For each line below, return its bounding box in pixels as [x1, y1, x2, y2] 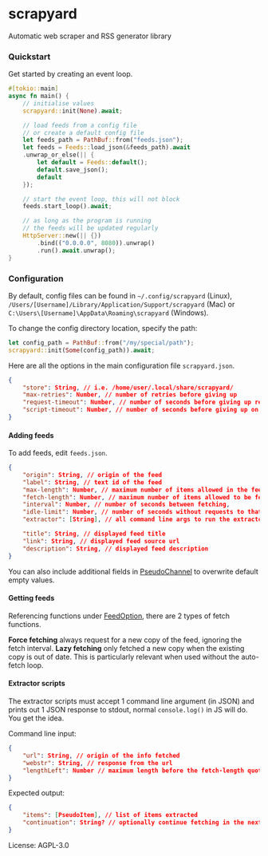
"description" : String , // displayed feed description [22, 544, 209, 553]
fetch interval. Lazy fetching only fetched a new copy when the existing [8, 643, 245, 653]
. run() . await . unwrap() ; [37, 247, 116, 254]
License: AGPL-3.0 [8, 840, 69, 850]
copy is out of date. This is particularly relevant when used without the [8, 652, 240, 661]
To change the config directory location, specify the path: [8, 323, 198, 333]
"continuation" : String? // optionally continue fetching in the [22, 819, 245, 826]
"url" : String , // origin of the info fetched [22, 751, 180, 759]
